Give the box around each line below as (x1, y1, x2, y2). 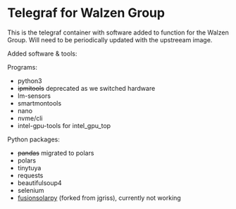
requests (17, 171, 44, 179)
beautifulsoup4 (17, 178, 62, 187)
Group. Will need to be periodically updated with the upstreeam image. (7, 35, 213, 44)
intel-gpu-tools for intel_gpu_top (17, 121, 111, 129)
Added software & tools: (7, 49, 77, 58)
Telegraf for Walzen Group (7, 5, 166, 21)
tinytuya (17, 163, 42, 172)
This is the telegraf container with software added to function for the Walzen (7, 28, 229, 37)
